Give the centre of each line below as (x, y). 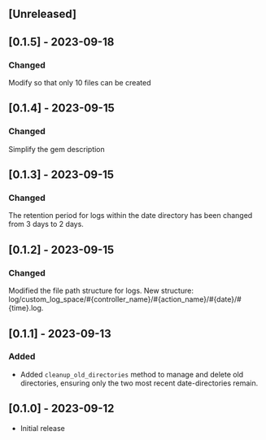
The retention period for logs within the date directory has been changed (131, 216)
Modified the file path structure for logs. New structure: (101, 291)
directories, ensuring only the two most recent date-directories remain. (139, 383)
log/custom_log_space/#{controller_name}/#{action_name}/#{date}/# (125, 299)
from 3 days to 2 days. (46, 224)
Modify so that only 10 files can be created (80, 83)
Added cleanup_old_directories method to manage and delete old (132, 374)
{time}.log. (26, 308)
